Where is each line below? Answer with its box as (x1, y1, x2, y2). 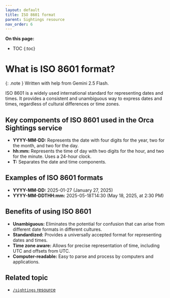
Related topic (5, 274, 48, 282)
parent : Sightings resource (5, 17, 65, 22)
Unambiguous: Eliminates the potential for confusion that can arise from (12, 221, 165, 227)
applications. (12, 258, 40, 265)
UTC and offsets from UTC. (12, 248, 70, 254)
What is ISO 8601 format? (5, 63, 116, 75)
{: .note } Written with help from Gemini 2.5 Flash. (5, 80, 109, 87)
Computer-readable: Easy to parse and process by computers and (12, 253, 154, 259)
